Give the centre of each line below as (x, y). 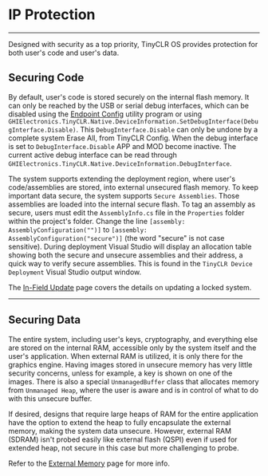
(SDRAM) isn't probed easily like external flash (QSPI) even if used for (123, 439)
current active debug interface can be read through (93, 155)
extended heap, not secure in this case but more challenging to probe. (124, 447)
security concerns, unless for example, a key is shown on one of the (120, 373)
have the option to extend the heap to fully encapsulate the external (120, 422)
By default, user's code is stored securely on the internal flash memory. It (129, 96)
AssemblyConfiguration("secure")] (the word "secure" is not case (116, 238)
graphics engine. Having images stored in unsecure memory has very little (130, 364)
